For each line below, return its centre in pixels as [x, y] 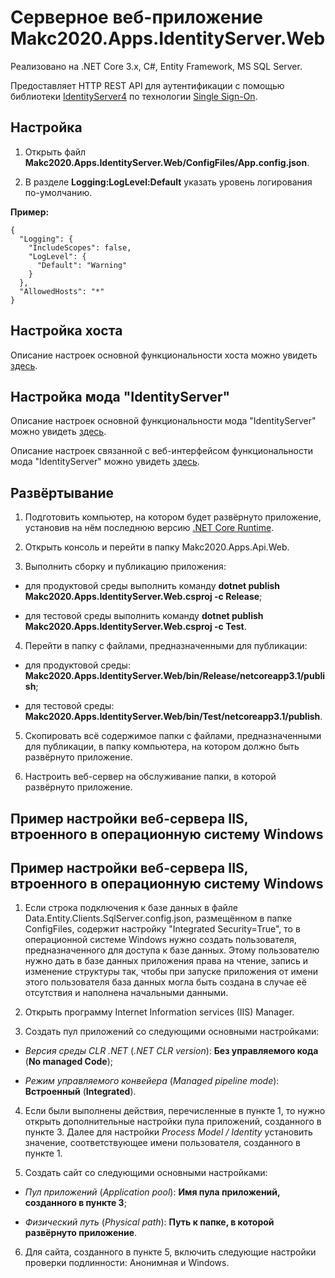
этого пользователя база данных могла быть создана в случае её [165, 982]
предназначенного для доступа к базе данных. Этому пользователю [172, 950]
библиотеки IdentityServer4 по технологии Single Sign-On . [134, 96]
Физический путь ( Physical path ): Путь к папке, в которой [149, 1222]
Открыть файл [55, 152]
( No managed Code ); [69, 1062]
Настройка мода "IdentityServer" [120, 396]
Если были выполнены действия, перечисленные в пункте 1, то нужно [175, 1111]
